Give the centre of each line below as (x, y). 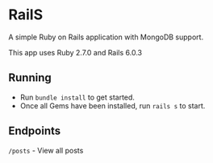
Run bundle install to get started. (77, 97)
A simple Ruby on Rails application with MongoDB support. (106, 37)
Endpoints (35, 131)
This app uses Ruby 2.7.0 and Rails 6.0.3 (75, 52)
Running (30, 78)
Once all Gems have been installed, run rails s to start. (113, 105)
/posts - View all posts (46, 150)
